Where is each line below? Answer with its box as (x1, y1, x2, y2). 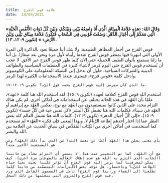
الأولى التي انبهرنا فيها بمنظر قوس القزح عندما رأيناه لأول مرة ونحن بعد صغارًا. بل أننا (6, 51, 162, 57)
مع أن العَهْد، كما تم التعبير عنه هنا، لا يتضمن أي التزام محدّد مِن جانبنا (6, 151, 161, 156)
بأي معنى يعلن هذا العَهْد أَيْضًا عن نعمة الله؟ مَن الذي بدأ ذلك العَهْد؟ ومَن (6, 138, 161, 143)
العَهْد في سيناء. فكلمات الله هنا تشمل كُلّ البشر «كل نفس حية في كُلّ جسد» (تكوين (6, 107, 160, 113)
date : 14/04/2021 (6, 12, 44, 17)
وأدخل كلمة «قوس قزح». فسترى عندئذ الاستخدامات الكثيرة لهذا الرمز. (6, 72, 137, 78)
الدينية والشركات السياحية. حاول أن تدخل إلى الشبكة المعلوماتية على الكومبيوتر (6, 67, 152, 73)
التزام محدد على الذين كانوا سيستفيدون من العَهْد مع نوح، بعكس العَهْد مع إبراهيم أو (6, 101, 158, 107)
